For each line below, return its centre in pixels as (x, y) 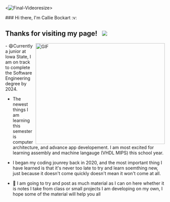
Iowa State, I (18, 56)
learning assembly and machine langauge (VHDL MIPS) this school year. (88, 153)
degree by (16, 83)
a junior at (16, 51)
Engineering (18, 78)
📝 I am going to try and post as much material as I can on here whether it (88, 183)
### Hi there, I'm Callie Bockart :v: (41, 18)
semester (23, 131)
